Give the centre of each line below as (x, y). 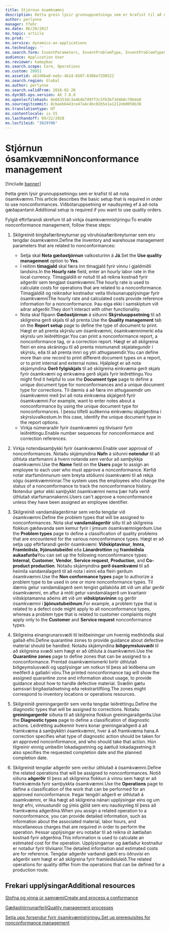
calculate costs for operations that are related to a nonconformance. (91, 287)
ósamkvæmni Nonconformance (72, 159)
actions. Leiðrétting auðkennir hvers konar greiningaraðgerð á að (80, 725)
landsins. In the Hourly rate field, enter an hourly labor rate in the (87, 271)
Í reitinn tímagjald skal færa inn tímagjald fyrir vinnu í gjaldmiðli (86, 266)
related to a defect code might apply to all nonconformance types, (81, 609)
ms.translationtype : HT (30, 109)
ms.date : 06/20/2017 (27, 29)
